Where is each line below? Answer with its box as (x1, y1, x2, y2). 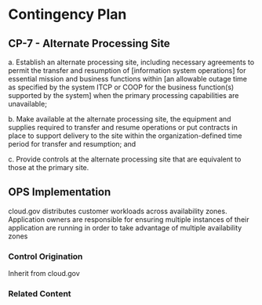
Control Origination (8, 251, 83, 262)
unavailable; (8, 100, 47, 108)
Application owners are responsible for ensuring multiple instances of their (8, 214, 249, 224)
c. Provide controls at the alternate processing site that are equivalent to (8, 154, 242, 164)
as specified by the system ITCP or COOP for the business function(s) (8, 82, 235, 92)
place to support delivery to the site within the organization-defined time (8, 131, 242, 140)
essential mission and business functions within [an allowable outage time (8, 74, 247, 83)
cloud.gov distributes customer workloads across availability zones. (8, 206, 227, 216)
